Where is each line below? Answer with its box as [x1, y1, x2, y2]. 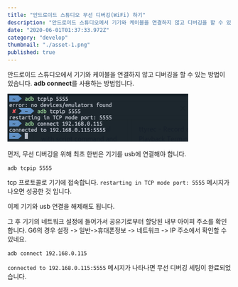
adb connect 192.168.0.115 [7, 250, 87, 257]
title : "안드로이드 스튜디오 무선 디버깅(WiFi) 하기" [7, 11, 146, 18]
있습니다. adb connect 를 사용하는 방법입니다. [7, 79, 135, 87]
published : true [7, 49, 55, 56]
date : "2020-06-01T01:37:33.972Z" [7, 26, 110, 33]
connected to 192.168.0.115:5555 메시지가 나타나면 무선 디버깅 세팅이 [7, 264, 207, 271]
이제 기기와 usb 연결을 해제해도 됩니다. [7, 202, 115, 210]
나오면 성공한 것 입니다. [7, 187, 72, 195]
